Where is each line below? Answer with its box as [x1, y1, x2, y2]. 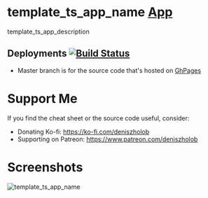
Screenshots [7, 159, 83, 175]
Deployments [7, 48, 67, 59]
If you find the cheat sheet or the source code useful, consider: [7, 113, 190, 122]
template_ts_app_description [7, 27, 90, 36]
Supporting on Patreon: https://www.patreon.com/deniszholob [17, 134, 198, 143]
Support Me [7, 90, 78, 106]
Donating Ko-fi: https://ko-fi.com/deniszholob [17, 127, 150, 136]
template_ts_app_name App [7, 4, 173, 20]
